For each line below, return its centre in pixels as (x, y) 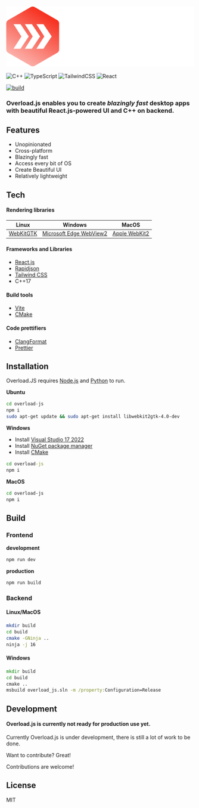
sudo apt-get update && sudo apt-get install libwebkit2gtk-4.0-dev (93, 417)
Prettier (24, 348)
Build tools (20, 295)
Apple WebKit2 (131, 234)
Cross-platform (33, 151)
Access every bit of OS (43, 163)
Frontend (20, 535)
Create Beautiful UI (38, 170)
